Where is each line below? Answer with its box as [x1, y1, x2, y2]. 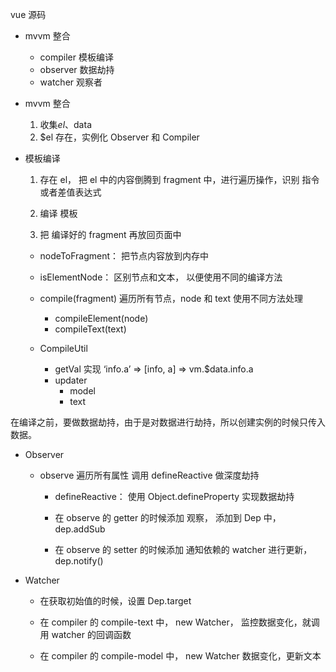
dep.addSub [54, 523, 106, 535]
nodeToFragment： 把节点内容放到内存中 [39, 250, 210, 262]
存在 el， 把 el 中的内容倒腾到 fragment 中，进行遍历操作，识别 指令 [39, 174, 320, 185]
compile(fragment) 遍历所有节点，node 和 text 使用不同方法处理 [39, 293, 304, 304]
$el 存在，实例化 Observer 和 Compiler [39, 131, 200, 143]
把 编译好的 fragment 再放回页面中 [39, 229, 182, 240]
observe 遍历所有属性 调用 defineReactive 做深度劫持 [39, 469, 260, 481]
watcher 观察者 [39, 76, 103, 88]
